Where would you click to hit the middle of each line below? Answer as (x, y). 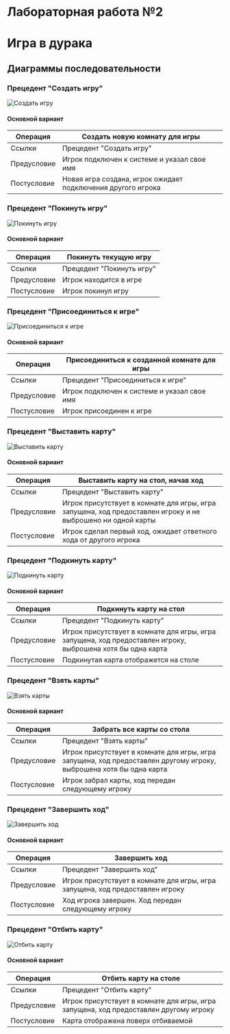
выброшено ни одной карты (109, 520)
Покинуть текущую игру (109, 256)
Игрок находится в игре (102, 280)
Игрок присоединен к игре (107, 411)
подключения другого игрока (111, 188)
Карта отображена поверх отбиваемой (127, 1020)
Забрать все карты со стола (141, 729)
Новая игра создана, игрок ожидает (123, 179)
